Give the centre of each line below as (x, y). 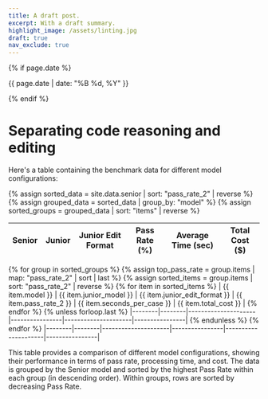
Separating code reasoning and (114, 131)
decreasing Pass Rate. (45, 386)
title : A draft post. (44, 16)
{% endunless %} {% (224, 320)
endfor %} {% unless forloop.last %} (68, 312)
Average (192, 236)
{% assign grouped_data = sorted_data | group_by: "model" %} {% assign (130, 202)
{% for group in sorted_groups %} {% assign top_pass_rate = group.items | (132, 270)
